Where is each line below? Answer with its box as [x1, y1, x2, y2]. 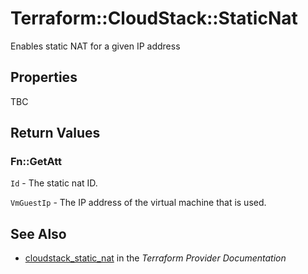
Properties [10, 69, 78, 86]
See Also [10, 225, 67, 242]
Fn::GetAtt [10, 155, 62, 169]
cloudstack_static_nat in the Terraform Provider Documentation [24, 252, 287, 264]
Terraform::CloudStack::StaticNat [10, 7, 298, 30]
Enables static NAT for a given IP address [10, 40, 181, 52]
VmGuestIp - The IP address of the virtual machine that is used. [10, 197, 267, 209]
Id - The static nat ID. [10, 177, 98, 189]
